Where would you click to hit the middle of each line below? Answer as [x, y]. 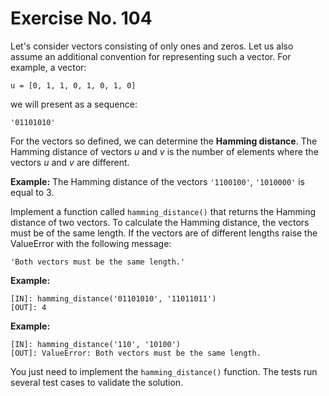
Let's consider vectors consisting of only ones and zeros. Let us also [152, 46]
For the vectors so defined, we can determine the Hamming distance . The [164, 141]
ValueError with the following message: [91, 243]
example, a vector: [48, 67]
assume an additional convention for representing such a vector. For [151, 56]
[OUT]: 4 [28, 307]
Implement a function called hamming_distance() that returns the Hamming [163, 211]
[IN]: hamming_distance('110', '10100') [96, 344]
